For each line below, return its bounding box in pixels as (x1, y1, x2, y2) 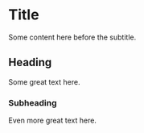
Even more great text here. (8, 115, 97, 126)
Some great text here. (8, 77, 80, 86)
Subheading (8, 97, 58, 108)
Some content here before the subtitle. (8, 32, 137, 42)
